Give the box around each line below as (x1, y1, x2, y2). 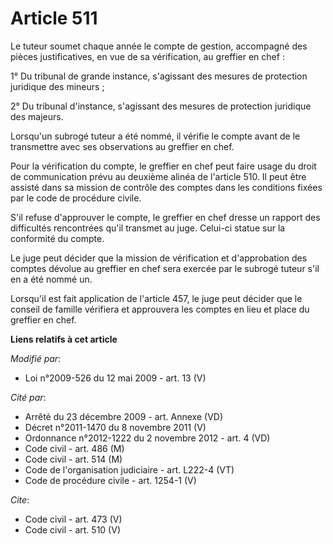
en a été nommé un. (10, 273, 93, 285)
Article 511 (10, 7, 98, 30)
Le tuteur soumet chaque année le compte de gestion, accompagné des (10, 40, 308, 52)
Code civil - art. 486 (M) (24, 442, 125, 454)
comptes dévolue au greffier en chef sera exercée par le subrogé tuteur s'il (10, 262, 320, 274)
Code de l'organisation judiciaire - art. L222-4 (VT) (24, 463, 235, 476)
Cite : (10, 493, 30, 506)
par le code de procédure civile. (10, 192, 142, 204)
